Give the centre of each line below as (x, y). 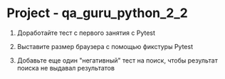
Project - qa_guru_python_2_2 (97, 13)
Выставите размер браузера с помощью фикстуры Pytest (105, 46)
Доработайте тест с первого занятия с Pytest (86, 33)
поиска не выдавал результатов (66, 68)
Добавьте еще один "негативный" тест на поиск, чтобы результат (117, 60)
